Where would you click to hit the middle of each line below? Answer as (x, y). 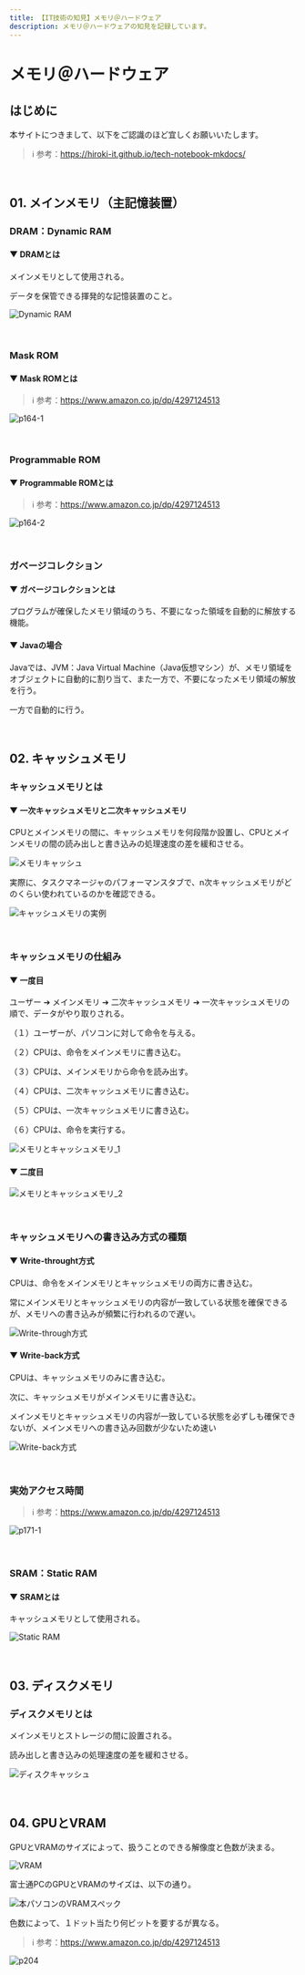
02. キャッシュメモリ (68, 758)
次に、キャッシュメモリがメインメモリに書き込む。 (105, 1397)
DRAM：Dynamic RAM (61, 231)
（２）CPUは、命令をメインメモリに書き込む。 (98, 1052)
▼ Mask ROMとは (44, 378)
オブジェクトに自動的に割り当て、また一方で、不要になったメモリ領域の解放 (152, 678)
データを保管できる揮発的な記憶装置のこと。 (93, 296)
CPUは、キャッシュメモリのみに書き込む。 (90, 1377)
